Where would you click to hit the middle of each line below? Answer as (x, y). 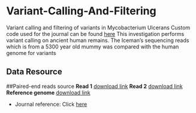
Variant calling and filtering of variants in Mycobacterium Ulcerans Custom (98, 28)
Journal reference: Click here (51, 104)
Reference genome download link (49, 92)
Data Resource (34, 72)
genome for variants (31, 53)
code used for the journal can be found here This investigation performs (95, 33)
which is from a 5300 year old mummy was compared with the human (93, 47)
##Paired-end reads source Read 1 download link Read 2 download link (94, 86)
